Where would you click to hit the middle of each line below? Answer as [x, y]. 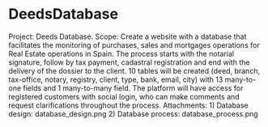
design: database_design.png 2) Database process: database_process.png [133, 113]
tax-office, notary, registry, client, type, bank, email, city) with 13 [116, 79]
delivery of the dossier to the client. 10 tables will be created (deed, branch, [134, 70]
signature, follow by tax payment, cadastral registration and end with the [129, 62]
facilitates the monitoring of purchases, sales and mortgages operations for [134, 44]
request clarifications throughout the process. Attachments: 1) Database [128, 105]
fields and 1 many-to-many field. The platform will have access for [133, 88]
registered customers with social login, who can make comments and [124, 96]
